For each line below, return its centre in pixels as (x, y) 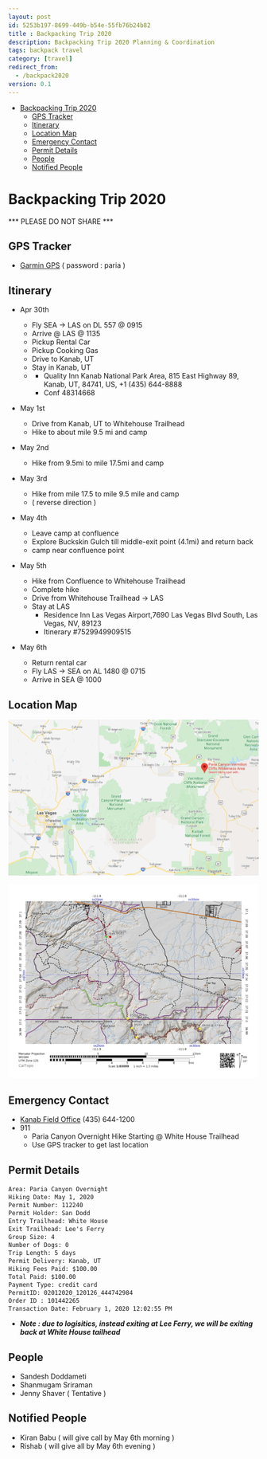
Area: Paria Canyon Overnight (58, 1190)
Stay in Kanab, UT (61, 367)
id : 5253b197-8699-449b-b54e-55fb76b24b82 (79, 25)
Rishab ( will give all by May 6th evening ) (87, 1445)
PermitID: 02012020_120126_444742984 (71, 1293)
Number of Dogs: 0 (39, 1245)
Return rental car (59, 663)
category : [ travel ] (41, 59)
